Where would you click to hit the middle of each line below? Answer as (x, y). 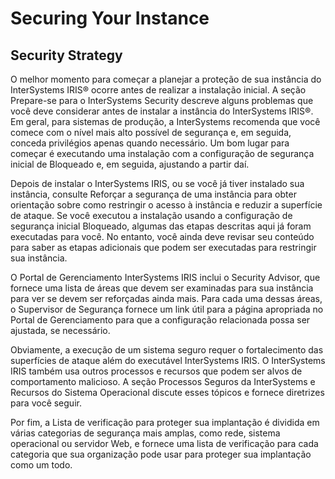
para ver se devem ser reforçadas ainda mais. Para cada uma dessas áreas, (166, 298)
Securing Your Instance (110, 18)
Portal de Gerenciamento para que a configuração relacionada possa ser (160, 320)
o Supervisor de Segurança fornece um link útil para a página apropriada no (167, 309)
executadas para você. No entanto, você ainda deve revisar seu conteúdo (162, 236)
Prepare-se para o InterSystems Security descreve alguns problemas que (162, 100)
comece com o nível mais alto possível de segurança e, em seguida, (151, 132)
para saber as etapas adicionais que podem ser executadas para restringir (163, 247)
